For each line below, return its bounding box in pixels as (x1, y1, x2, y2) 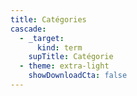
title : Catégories (10, 14, 87, 25)
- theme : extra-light (19, 61, 110, 71)
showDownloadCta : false (28, 71, 128, 81)
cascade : (10, 24, 47, 34)
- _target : (19, 33, 65, 43)
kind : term (36, 42, 83, 53)
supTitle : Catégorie (28, 52, 114, 62)
